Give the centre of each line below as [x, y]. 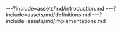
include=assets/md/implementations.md [56, 21]
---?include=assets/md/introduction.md [55, 9]
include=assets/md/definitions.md [48, 15]
